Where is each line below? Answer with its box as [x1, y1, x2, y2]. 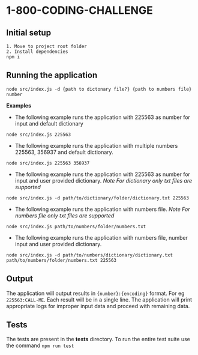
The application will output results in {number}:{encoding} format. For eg [6, 290, 185, 297]
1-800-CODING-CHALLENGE [6, 4, 153, 17]
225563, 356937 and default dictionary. [14, 148, 114, 156]
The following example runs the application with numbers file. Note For [14, 205, 190, 213]
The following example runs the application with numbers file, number [14, 234, 188, 241]
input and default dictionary [14, 120, 84, 127]
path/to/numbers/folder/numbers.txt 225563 [6, 257, 117, 263]
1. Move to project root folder [6, 43, 87, 49]
